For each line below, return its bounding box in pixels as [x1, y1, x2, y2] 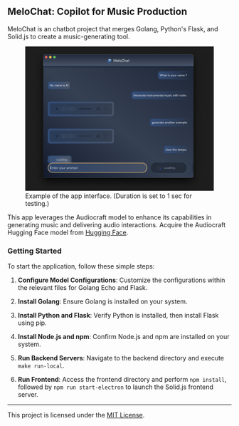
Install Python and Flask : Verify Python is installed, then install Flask [17, 311, 219, 319]
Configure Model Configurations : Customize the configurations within [17, 276, 225, 284]
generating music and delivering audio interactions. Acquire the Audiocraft [7, 220, 226, 229]
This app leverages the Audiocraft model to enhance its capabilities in [7, 213, 212, 222]
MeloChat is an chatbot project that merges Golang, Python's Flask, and [7, 24, 218, 33]
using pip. [17, 318, 48, 327]
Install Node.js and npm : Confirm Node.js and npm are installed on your [17, 332, 230, 341]
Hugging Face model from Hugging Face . [7, 228, 129, 237]
